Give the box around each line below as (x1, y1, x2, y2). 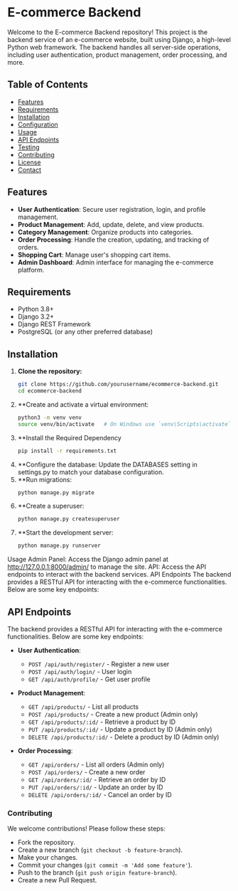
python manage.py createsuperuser (17, 516, 120, 523)
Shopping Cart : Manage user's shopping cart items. (17, 250, 171, 259)
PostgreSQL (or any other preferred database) (17, 328, 153, 336)
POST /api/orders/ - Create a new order (28, 768, 146, 776)
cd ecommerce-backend (17, 388, 82, 395)
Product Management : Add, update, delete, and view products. (17, 220, 205, 228)
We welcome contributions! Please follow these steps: (7, 824, 166, 833)
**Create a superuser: (17, 502, 85, 511)
